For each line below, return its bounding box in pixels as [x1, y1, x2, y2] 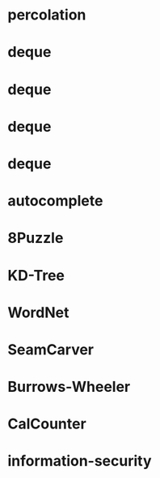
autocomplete [7, 192, 103, 211]
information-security [7, 452, 152, 471]
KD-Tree [7, 266, 65, 285]
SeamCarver [7, 340, 95, 358]
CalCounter [7, 415, 86, 433]
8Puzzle [7, 229, 64, 247]
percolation [7, 6, 86, 24]
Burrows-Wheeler [7, 378, 131, 396]
